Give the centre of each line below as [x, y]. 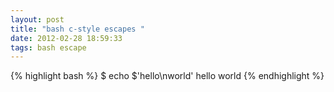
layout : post [37, 19]
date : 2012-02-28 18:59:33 [66, 38]
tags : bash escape [48, 47]
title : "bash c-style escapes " [77, 29]
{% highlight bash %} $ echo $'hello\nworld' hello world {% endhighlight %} [167, 76]
